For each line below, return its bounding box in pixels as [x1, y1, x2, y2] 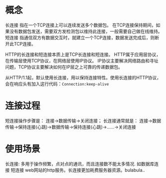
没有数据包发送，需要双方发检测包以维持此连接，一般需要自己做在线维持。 [9, 28, 163, 34]
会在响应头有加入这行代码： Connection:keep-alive [5, 80, 109, 86]
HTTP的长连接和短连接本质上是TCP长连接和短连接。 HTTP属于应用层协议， [5, 51, 161, 57]
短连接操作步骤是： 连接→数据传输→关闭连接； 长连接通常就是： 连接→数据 [5, 117, 161, 123]
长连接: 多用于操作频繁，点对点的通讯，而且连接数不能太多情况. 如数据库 [5, 160, 155, 166]
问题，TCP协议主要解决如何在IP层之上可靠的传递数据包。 [5, 63, 123, 70]
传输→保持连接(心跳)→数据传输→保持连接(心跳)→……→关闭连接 [5, 123, 136, 130]
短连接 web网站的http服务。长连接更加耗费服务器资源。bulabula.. [10, 167, 146, 173]
